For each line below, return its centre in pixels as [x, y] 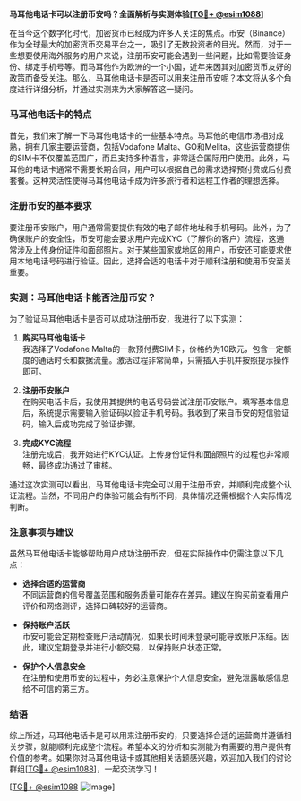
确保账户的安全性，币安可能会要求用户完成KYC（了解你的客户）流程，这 [143, 238]
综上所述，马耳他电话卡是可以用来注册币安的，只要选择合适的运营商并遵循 [146, 736]
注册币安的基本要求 [51, 206]
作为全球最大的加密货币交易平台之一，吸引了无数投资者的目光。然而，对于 [146, 44]
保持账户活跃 [46, 625]
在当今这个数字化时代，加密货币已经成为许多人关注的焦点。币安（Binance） [150, 33]
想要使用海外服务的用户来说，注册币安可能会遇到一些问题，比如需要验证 [150, 56]
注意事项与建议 [42, 532]
